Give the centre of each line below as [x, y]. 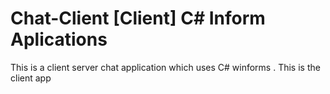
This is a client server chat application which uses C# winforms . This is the [165, 67]
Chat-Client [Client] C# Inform [138, 18]
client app [31, 78]
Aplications [59, 39]
